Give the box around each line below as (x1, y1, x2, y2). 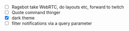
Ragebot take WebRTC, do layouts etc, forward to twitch (11, 4, 124, 10)
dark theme (11, 15, 35, 21)
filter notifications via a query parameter (11, 20, 93, 26)
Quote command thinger (11, 10, 61, 15)
